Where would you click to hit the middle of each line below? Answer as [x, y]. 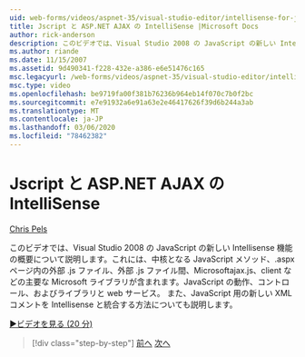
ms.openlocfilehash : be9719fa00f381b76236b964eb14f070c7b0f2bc [132, 94]
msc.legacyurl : [38, 77]
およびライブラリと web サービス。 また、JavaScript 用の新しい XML [162, 293]
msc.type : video [40, 85]
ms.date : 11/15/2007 [49, 60]
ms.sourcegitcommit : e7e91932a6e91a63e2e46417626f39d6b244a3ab [132, 102]
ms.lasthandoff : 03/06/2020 [63, 128]
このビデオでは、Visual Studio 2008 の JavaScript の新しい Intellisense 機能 [151, 247]
